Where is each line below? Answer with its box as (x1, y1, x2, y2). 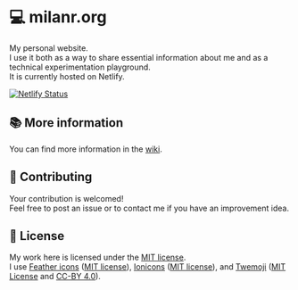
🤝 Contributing (9, 170, 93, 185)
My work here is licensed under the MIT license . (9, 252, 186, 263)
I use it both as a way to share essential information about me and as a (9, 52, 269, 62)
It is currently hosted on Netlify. (9, 70, 125, 81)
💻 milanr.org (9, 7, 107, 28)
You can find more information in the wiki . (9, 144, 162, 154)
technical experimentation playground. (9, 62, 152, 72)
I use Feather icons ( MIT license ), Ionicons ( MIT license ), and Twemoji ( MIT (9, 261, 286, 272)
